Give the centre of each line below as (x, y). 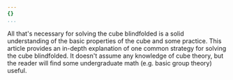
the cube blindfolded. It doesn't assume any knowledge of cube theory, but (115, 56)
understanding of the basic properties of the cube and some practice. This (114, 41)
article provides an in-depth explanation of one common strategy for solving (117, 48)
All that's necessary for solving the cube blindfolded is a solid (96, 33)
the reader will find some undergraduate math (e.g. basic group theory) (110, 63)
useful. (17, 70)
